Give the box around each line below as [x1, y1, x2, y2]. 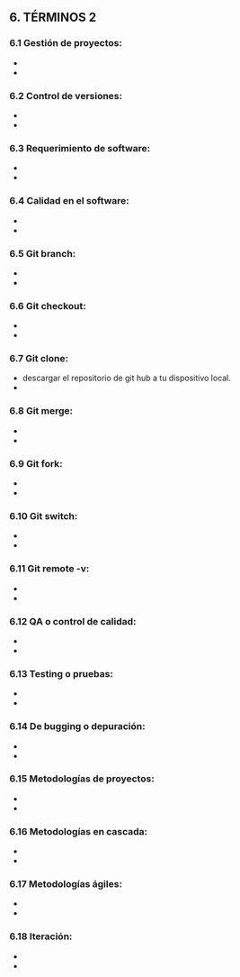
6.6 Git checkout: [9, 299, 87, 312]
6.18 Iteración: [9, 930, 73, 943]
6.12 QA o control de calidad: [9, 615, 137, 627]
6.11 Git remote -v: [9, 562, 90, 575]
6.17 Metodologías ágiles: [9, 878, 123, 890]
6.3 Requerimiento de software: [9, 142, 151, 154]
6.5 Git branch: [9, 247, 76, 260]
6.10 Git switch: [9, 509, 78, 522]
